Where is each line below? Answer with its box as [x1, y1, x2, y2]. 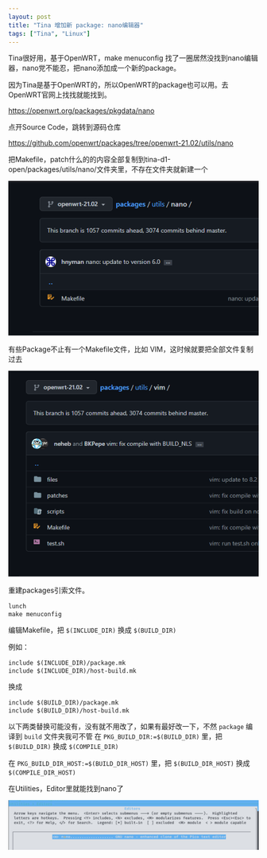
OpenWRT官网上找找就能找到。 [8, 90, 111, 99]
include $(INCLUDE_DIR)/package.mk [8, 658, 126, 667]
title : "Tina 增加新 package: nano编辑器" [8, 21, 144, 29]
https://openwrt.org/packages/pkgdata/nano [8, 106, 155, 115]
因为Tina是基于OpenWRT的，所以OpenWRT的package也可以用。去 [8, 80, 229, 90]
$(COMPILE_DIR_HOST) [8, 768, 77, 777]
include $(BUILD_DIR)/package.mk [8, 698, 119, 707]
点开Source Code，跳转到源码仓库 [8, 122, 122, 132]
